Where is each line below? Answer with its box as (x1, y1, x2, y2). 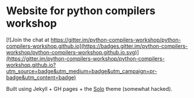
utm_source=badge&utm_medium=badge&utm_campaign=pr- (6, 67, 157, 74)
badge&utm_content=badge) (6, 74, 76, 81)
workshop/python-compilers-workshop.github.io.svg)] (6, 48, 139, 55)
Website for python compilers (6, 4, 156, 18)
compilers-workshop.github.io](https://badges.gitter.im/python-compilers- (6, 43, 188, 50)
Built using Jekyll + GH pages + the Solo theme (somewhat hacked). (6, 85, 173, 92)
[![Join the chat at (6, 36, 50, 43)
